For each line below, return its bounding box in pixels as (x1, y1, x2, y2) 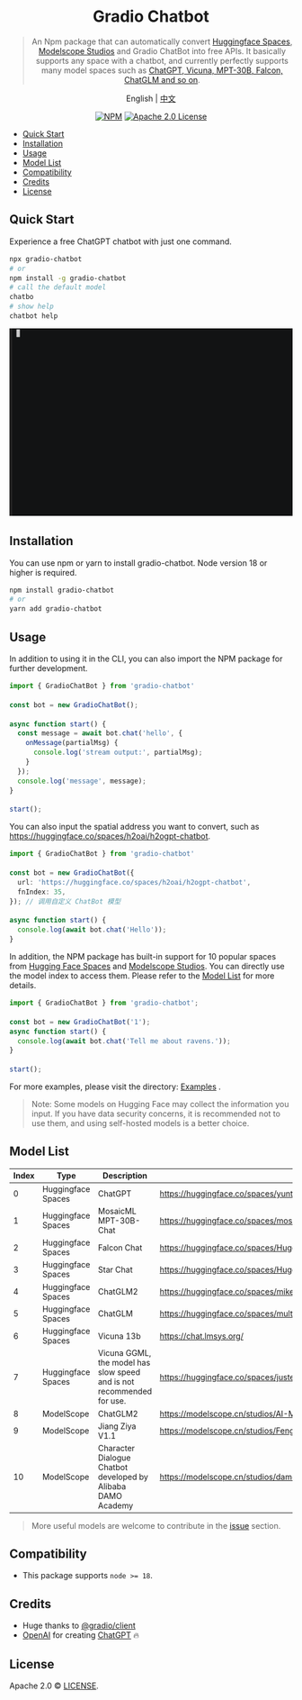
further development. (9, 663, 88, 674)
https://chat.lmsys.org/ (159, 1331, 244, 1341)
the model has (97, 1358, 151, 1368)
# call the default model (9, 283, 106, 292)
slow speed (97, 1367, 141, 1377)
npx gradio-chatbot (9, 254, 83, 263)
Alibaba (97, 1481, 127, 1492)
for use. (97, 1395, 127, 1406)
